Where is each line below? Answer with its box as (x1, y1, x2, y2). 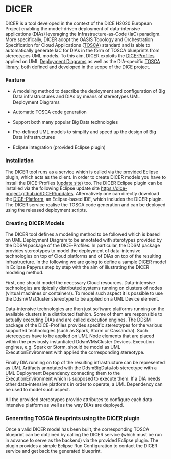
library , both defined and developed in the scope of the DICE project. (5, 64, 151, 70)
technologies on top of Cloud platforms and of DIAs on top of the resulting (5, 253, 162, 259)
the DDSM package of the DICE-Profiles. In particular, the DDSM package (5, 242, 160, 248)
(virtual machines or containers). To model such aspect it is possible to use (5, 290, 163, 296)
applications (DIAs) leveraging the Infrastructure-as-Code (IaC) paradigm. (5, 31, 161, 37)
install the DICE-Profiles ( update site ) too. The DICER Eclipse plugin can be (5, 179, 162, 186)
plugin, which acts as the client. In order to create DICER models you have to (5, 174, 166, 180)
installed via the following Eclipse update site (5, 185, 100, 191)
